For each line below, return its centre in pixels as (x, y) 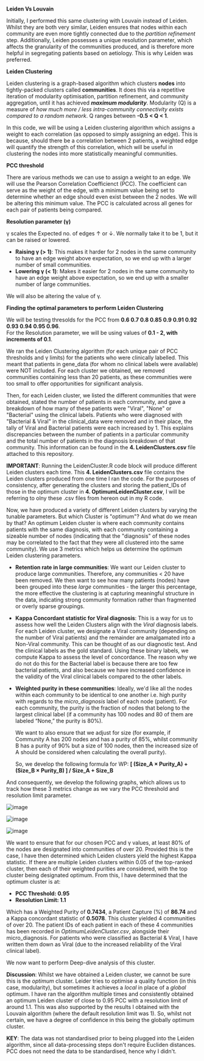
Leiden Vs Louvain (30, 9)
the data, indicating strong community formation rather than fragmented (106, 600)
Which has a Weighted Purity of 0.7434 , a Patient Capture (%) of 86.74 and (101, 912)
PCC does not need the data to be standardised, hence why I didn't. (91, 1051)
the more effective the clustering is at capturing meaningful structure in (105, 593)
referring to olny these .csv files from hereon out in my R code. (85, 498)
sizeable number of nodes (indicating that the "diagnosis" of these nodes (98, 536)
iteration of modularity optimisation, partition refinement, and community (97, 96)
